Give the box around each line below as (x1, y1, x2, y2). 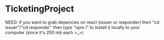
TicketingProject (5, 3, 74, 14)
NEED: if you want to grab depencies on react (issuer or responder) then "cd (5, 19, 160, 25)
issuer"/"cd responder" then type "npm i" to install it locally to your (5, 24, 141, 30)
